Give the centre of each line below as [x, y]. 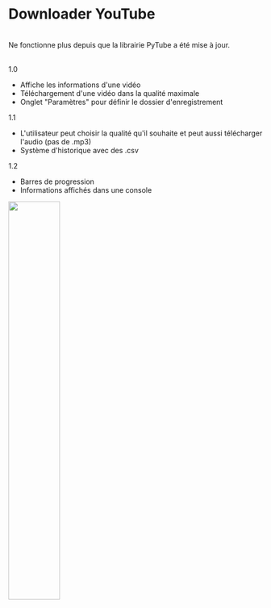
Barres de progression [57, 181]
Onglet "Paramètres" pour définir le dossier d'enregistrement [121, 102]
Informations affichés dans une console [86, 189]
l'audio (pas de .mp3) [56, 141]
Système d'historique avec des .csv [79, 150]
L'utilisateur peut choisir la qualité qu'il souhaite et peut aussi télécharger [141, 133]
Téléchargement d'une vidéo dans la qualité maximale [110, 93]
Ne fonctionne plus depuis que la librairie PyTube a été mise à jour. [119, 44]
